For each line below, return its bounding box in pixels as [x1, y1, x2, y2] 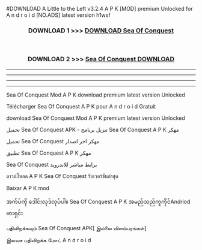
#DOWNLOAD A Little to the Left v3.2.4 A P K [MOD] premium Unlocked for [6, 5, 194, 12]
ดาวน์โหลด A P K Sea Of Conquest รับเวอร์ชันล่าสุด [6, 172, 118, 179]
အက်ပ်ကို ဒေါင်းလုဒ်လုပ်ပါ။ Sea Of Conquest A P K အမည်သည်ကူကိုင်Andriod [6, 198, 191, 205]
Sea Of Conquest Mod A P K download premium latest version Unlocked [6, 91, 185, 98]
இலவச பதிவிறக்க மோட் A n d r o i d [6, 236, 91, 243]
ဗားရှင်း [6, 209, 23, 216]
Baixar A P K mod [6, 184, 50, 191]
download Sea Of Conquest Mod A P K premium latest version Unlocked [6, 114, 185, 122]
